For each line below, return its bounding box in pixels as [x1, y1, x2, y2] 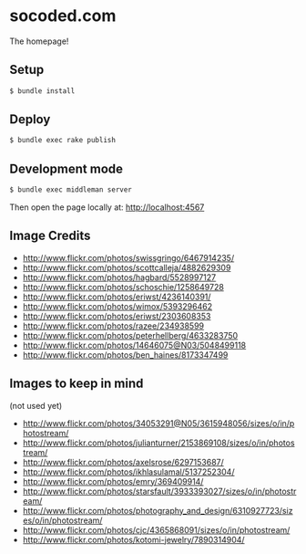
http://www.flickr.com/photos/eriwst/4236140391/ [22, 291, 211, 302]
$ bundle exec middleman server [9, 185, 132, 194]
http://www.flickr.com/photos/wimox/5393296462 [22, 300, 212, 311]
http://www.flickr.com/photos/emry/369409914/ [22, 476, 204, 486]
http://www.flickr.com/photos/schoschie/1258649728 [22, 281, 225, 292]
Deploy [9, 111, 51, 128]
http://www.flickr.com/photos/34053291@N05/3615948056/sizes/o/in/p [22, 417, 295, 429]
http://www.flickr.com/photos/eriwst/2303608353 [22, 310, 211, 321]
